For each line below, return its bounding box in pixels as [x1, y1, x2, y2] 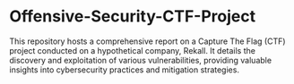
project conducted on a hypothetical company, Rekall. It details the [9, 45, 255, 55]
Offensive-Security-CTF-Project [9, 6, 256, 27]
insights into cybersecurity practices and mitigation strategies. [9, 64, 240, 75]
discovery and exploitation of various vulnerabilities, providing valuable [9, 55, 272, 65]
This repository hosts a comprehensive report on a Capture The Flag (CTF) [9, 36, 286, 46]
